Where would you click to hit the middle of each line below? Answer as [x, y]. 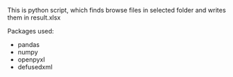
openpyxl [31, 59]
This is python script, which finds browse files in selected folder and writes [117, 10]
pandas [29, 44]
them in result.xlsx [34, 17]
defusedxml [35, 67]
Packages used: [31, 31]
